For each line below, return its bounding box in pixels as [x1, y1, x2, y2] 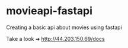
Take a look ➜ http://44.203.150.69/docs [6, 35, 105, 42]
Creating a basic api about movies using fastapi [6, 24, 123, 31]
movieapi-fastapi [6, 4, 93, 18]
